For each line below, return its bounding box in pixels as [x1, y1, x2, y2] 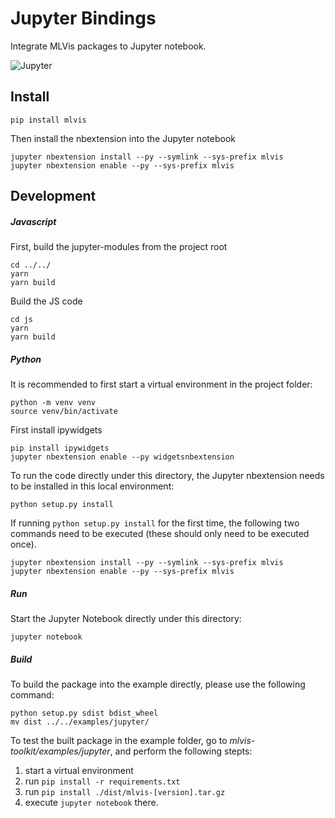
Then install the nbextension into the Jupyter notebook [10, 132, 236, 144]
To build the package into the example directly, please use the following [10, 678, 306, 691]
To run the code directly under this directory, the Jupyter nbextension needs [10, 470, 325, 482]
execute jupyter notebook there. [24, 797, 159, 809]
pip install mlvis [10, 115, 87, 125]
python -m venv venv [10, 398, 97, 408]
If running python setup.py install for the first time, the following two [10, 517, 300, 529]
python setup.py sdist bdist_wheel [10, 708, 159, 719]
